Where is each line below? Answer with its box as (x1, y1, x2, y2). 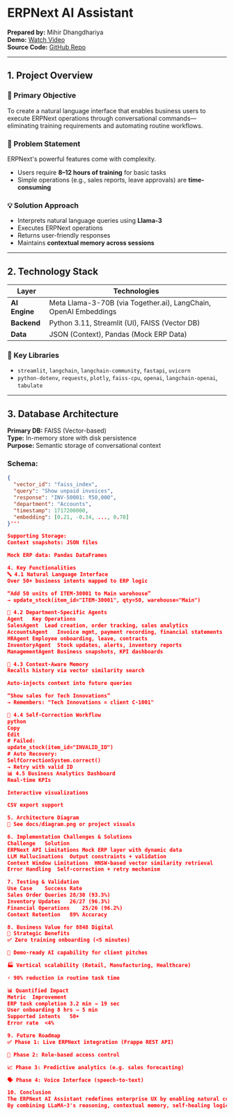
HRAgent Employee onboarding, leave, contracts (7, 635, 148, 642)
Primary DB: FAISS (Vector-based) (7, 426, 107, 435)
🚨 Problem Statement (7, 138, 81, 148)
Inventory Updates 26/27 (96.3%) (7, 898, 111, 905)
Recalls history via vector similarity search (7, 667, 145, 674)
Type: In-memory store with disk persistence (7, 434, 137, 442)
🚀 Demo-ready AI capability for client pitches (7, 949, 148, 957)
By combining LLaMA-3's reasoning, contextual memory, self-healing (7, 1102, 210, 1109)
